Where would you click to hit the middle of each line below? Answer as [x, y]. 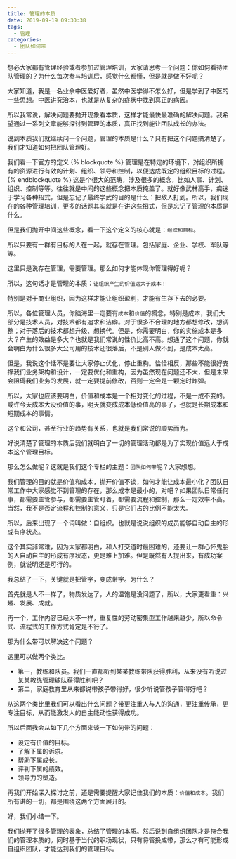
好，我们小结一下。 [35, 816]
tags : [15, 27]
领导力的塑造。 [39, 778]
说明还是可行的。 [50, 564]
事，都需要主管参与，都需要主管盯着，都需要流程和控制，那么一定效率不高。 [118, 499]
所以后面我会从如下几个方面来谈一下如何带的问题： [81, 727]
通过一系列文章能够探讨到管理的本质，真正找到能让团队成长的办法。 [112, 123]
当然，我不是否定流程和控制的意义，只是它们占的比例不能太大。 [99, 508]
